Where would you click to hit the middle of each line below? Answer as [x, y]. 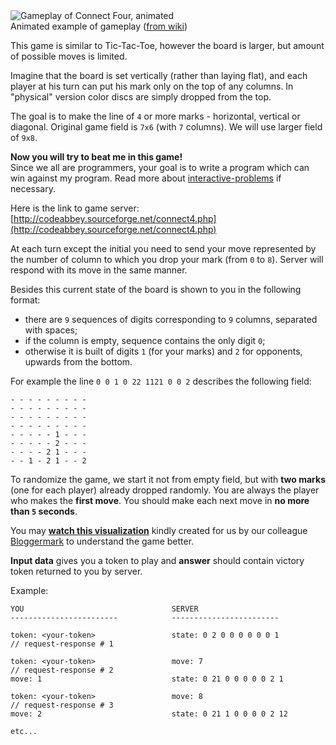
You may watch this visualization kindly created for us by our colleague [159, 530]
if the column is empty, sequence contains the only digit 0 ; [145, 340]
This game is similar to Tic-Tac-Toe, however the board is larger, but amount [167, 45]
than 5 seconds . [44, 511]
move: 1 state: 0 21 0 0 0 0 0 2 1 [147, 679]
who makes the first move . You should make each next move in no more [160, 500]
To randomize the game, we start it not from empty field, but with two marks [168, 479]
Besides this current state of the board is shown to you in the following [156, 289]
